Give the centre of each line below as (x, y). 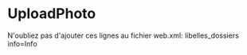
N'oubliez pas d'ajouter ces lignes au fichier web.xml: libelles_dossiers (123, 35)
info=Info (22, 43)
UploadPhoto (52, 14)
